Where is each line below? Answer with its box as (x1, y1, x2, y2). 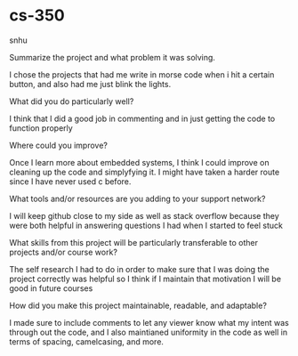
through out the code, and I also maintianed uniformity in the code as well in (9, 327, 287, 337)
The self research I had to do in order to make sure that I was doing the (9, 263, 270, 274)
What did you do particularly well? (9, 95, 134, 107)
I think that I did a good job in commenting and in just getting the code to (9, 113, 276, 124)
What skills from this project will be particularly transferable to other (9, 237, 259, 247)
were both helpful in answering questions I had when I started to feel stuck (9, 220, 283, 231)
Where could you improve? (9, 140, 109, 150)
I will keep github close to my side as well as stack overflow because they (9, 210, 280, 221)
